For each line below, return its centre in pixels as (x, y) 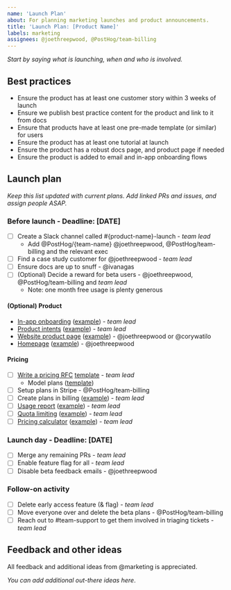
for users (30, 135)
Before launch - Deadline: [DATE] (64, 221)
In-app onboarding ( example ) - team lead (77, 321)
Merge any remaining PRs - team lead (71, 455)
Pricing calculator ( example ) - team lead (75, 422)
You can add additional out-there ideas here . (72, 580)
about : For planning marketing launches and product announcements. (108, 20)
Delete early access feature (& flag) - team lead (85, 504)
